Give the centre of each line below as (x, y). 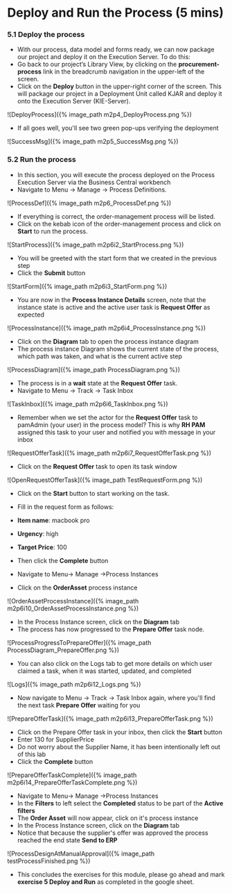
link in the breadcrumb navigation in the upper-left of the (124, 72)
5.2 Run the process (42, 160)
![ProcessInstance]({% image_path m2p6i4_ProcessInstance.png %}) (107, 328)
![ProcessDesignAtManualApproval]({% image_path (81, 853)
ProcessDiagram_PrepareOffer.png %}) (63, 650)
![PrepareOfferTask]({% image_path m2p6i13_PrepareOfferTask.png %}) (110, 718)
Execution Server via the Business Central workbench (94, 182)
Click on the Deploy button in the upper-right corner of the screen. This (119, 86)
